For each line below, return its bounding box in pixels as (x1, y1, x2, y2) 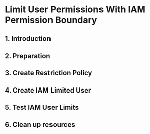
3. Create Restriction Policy (5, 69, 92, 77)
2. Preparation (5, 52, 51, 60)
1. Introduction (5, 34, 51, 43)
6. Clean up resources (5, 120, 75, 129)
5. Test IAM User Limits (5, 103, 79, 112)
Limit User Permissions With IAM (5, 4, 146, 15)
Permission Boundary (5, 14, 97, 26)
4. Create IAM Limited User (5, 86, 91, 95)
